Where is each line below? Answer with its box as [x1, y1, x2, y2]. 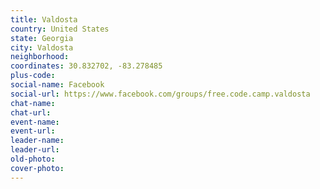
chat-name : [10, 98, 56, 108]
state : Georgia [10, 33, 74, 43]
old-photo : [10, 154, 56, 164]
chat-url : [10, 107, 52, 118]
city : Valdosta [10, 42, 74, 53]
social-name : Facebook [10, 80, 105, 90]
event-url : [10, 126, 56, 136]
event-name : [10, 117, 60, 127]
